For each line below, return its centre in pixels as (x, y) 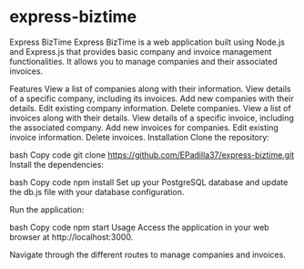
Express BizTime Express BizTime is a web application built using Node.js (147, 42)
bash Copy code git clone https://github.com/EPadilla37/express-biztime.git (152, 155)
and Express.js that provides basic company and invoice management (141, 51)
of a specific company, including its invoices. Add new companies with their (152, 98)
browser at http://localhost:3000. (71, 237)
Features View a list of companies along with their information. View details (150, 88)
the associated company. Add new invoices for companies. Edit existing (144, 127)
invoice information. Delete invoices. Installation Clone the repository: (140, 137)
